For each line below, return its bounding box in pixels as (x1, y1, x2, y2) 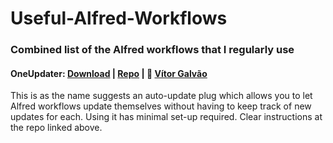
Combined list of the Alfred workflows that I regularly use (10, 43, 295, 57)
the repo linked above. (10, 122, 103, 134)
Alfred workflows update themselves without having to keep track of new (10, 100, 312, 112)
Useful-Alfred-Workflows (10, 7, 228, 30)
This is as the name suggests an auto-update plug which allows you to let (10, 90, 313, 102)
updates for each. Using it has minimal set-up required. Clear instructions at (10, 111, 323, 123)
